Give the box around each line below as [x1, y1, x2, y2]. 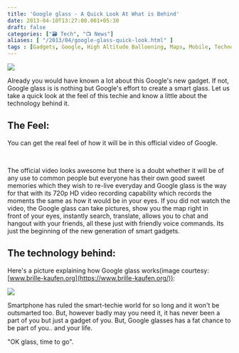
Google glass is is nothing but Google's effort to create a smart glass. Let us [7, 84, 230, 93]
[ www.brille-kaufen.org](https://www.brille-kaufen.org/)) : [7, 273, 176, 282]
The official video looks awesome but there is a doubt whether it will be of [7, 166, 224, 174]
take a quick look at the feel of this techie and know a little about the [7, 92, 208, 100]
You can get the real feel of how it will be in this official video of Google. [7, 138, 218, 147]
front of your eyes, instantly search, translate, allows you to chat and [7, 211, 208, 220]
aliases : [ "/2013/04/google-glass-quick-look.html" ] [7, 37, 174, 44]
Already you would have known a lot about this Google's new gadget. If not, [7, 76, 230, 85]
